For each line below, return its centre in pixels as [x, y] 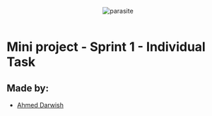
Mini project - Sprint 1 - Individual [106, 47]
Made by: [28, 88]
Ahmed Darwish [40, 105]
